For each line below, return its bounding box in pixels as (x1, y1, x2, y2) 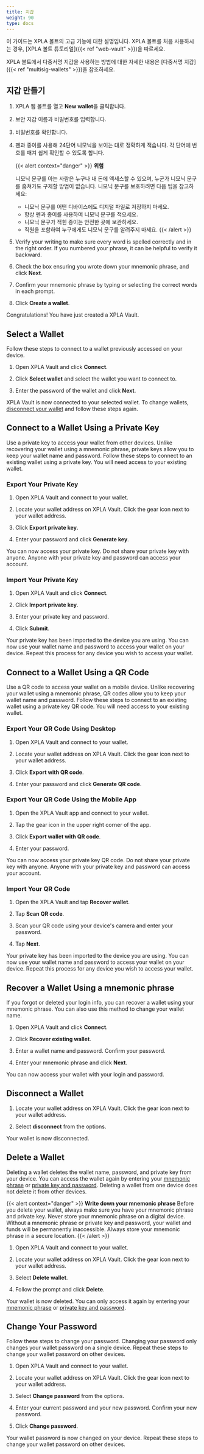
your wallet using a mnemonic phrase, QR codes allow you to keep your (6, 690, 186, 697)
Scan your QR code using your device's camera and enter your (15, 922, 174, 929)
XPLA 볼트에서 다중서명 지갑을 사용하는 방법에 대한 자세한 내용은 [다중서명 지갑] (6, 58, 196, 66)
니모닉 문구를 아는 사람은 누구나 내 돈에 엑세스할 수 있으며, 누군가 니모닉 (15, 175, 186, 183)
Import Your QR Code (6, 884, 71, 893)
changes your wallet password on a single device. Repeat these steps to (6, 1344, 188, 1352)
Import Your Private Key (6, 576, 79, 585)
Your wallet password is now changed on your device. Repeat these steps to (6, 1435, 199, 1442)
